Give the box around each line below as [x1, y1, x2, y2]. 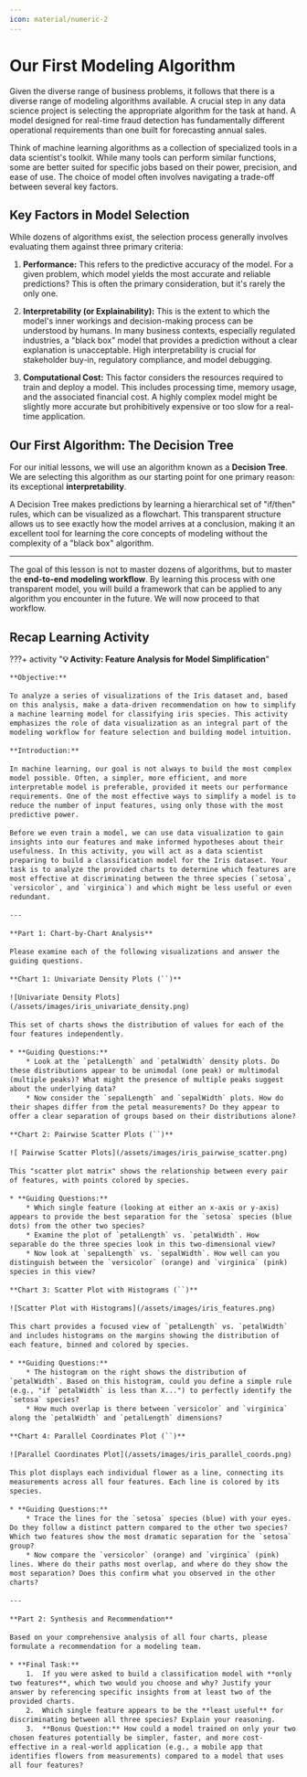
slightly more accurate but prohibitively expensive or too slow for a [22, 401, 274, 412]
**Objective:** [9, 673, 68, 682]
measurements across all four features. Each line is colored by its [9, 1477, 281, 1486]
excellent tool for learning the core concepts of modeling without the [9, 528, 268, 539]
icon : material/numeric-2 [9, 15, 108, 24]
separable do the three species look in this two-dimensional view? [9, 1240, 276, 1249]
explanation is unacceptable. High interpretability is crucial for [22, 345, 257, 356]
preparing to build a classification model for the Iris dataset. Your [9, 856, 288, 865]
